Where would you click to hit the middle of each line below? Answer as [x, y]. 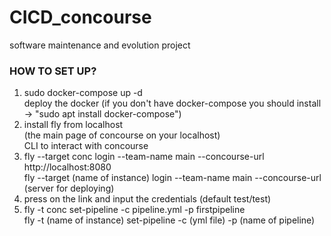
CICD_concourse [80, 17]
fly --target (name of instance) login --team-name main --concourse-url [172, 178]
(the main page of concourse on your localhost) [122, 135]
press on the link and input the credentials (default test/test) [147, 199]
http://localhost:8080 [67, 167]
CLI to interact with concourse [86, 146]
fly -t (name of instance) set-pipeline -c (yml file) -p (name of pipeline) [169, 220]
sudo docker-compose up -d [83, 93]
